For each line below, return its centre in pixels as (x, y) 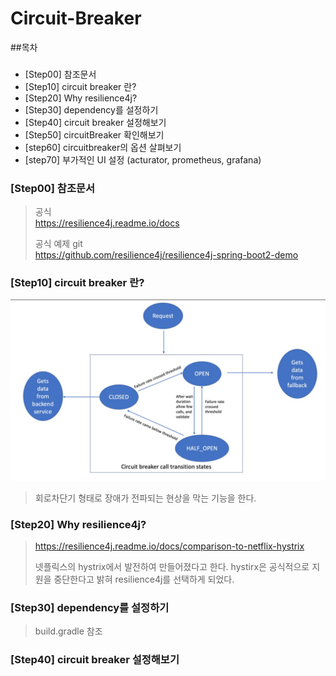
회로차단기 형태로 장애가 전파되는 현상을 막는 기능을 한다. (145, 498)
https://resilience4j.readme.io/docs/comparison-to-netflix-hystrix (169, 546)
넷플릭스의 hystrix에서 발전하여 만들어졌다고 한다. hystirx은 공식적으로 (172, 567)
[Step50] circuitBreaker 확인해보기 (94, 134)
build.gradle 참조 (68, 631)
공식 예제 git (58, 244)
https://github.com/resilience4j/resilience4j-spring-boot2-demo (166, 255)
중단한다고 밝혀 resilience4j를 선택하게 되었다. (144, 579)
